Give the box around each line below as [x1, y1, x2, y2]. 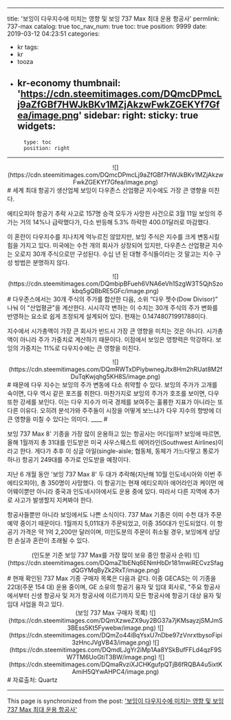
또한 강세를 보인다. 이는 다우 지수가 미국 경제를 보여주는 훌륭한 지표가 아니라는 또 [7, 397, 223, 406]
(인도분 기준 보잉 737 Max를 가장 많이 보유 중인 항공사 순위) [31, 551, 192, 559]
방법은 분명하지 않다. [14, 258, 70, 266]
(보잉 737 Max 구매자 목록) [75, 608, 148, 617]
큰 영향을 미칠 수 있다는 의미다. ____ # [7, 414, 108, 423]
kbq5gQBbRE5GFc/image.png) [71, 286, 159, 295]
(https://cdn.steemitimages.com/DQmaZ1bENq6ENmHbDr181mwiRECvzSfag [8, 558, 223, 567]
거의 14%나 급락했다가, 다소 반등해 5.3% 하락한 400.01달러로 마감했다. [19, 218, 211, 226]
